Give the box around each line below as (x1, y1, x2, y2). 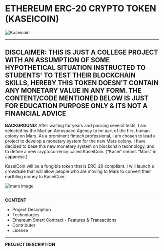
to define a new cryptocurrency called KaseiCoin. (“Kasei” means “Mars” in (5, 148, 157, 154)
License (12, 227, 28, 233)
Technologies (12, 211, 40, 218)
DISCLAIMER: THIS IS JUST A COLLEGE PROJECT (5, 48, 159, 57)
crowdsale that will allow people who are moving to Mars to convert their (5, 168, 151, 174)
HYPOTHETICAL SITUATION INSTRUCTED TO (5, 64, 146, 72)
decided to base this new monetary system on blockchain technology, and (5, 143, 155, 149)
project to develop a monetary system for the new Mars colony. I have (5, 138, 146, 144)
